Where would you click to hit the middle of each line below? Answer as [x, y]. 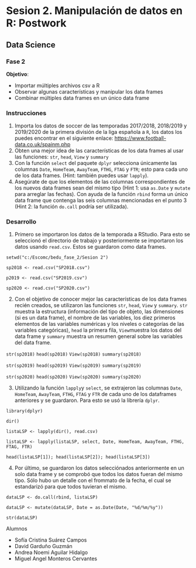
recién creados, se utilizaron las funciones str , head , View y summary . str [101, 305]
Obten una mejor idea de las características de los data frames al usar [99, 151]
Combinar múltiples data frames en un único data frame [82, 98]
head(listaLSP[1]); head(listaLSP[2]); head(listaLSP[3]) [78, 457]
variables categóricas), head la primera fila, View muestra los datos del [98, 330]
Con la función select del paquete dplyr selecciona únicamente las [96, 163]
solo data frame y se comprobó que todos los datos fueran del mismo [99, 474]
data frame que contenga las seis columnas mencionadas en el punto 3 [101, 201]
